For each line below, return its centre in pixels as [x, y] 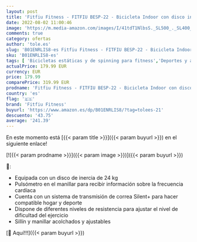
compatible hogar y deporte [48, 203]
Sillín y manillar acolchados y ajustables [62, 221]
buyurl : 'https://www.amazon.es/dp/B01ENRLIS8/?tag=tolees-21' [85, 110]
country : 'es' [23, 93]
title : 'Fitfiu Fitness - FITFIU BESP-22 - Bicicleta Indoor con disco [95, 17]
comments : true [25, 33]
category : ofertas [28, 39]
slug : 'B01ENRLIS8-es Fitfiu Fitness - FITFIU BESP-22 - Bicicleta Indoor [99, 50]
